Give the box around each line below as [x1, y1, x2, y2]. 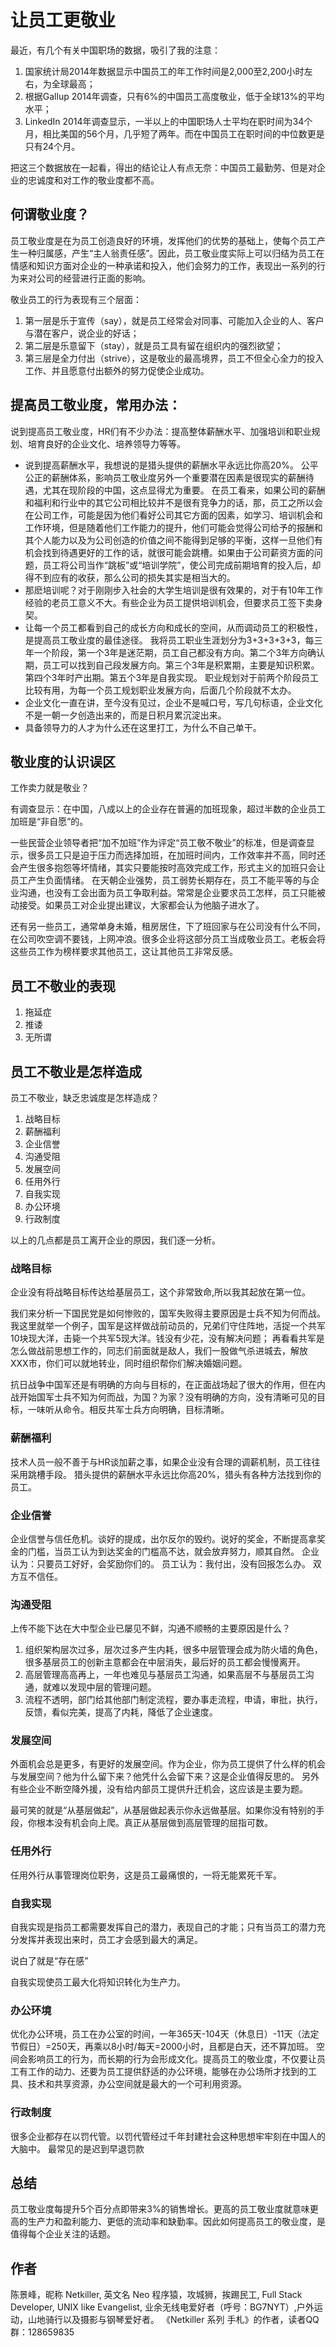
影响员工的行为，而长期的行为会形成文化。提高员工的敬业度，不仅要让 [27, 2053, 317, 2065]
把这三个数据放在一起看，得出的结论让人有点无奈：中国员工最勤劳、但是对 [10, 161, 317, 173]
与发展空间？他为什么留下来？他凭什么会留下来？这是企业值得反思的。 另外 [10, 1771, 320, 1783]
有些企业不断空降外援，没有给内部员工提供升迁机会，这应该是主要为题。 [10, 1783, 308, 1795]
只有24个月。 [24, 140, 81, 152]
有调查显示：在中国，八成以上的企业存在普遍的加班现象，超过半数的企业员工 [10, 803, 326, 815]
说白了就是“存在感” [10, 1955, 89, 1967]
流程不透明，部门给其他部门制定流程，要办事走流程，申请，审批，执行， [24, 1694, 323, 1706]
